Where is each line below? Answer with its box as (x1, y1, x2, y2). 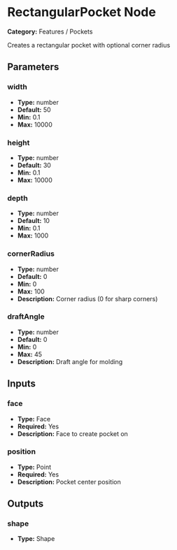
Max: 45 (17, 350, 43, 359)
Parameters (7, 61, 59, 73)
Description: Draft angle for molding (17, 357, 123, 366)
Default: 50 (17, 106, 51, 114)
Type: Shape (17, 535, 55, 543)
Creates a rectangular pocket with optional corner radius (7, 41, 171, 49)
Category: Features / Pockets (7, 27, 93, 36)
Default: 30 (17, 161, 51, 169)
